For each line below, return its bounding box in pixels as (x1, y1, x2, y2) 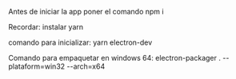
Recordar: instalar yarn (8, 22, 84, 31)
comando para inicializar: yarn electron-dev (8, 38, 153, 47)
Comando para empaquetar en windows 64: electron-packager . (8, 53, 222, 62)
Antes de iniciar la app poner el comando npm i (8, 7, 164, 16)
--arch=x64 (66, 61, 106, 71)
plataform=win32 (8, 61, 66, 71)
